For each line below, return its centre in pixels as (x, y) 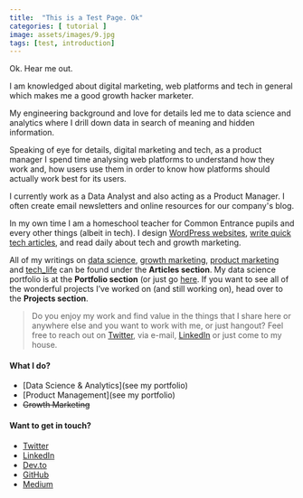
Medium (38, 484)
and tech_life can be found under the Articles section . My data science (142, 270)
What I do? (30, 365)
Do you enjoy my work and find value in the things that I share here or (161, 316)
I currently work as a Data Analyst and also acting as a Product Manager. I (147, 196)
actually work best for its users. (68, 179)
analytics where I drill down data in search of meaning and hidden (132, 123)
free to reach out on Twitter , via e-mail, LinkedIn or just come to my (156, 335)
